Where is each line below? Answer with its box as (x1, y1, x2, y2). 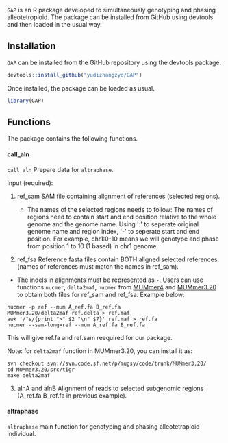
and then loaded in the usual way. (7, 21, 102, 28)
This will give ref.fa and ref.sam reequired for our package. (7, 333, 173, 342)
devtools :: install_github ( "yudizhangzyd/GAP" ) (7, 71, 142, 78)
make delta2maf (7, 372, 51, 379)
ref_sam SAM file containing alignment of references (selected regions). (16, 192, 220, 200)
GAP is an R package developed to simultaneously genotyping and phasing (7, 6, 216, 14)
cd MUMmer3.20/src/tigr (7, 366, 75, 373)
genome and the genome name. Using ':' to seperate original (27, 219, 199, 228)
